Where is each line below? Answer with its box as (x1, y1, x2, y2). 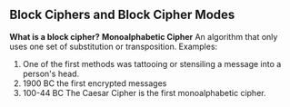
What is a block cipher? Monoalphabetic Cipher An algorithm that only (9, 31, 278, 42)
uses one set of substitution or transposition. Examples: (9, 41, 218, 52)
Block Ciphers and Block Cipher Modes (9, 7, 235, 23)
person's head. (22, 68, 80, 79)
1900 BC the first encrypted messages (22, 77, 167, 89)
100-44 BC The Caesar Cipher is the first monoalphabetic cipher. (22, 87, 266, 98)
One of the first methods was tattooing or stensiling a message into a (22, 58, 282, 69)
